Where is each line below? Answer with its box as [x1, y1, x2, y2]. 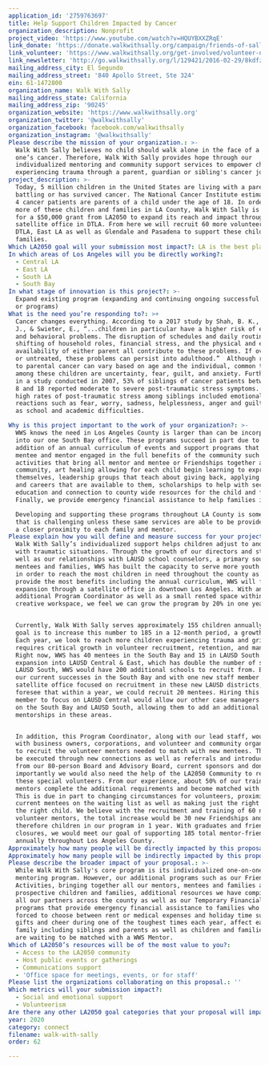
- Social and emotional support [15, 994, 124, 1002]
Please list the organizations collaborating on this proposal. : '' [8, 978, 242, 986]
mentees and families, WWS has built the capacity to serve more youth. [15, 562, 263, 570]
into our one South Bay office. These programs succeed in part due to [15, 436, 260, 444]
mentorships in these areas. [15, 711, 113, 719]
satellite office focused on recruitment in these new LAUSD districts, [15, 681, 263, 690]
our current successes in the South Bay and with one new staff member [15, 674, 260, 682]
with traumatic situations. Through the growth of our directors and [15, 548, 252, 556]
